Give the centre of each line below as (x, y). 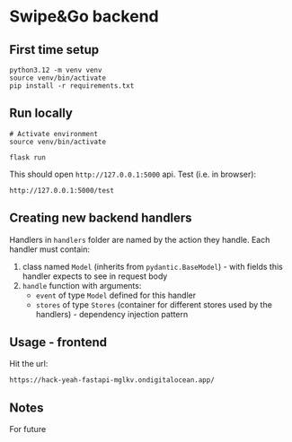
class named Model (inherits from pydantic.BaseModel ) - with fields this (152, 266)
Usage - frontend (58, 342)
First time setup (54, 50)
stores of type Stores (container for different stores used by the (154, 304)
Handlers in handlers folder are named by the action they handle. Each (140, 239)
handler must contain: (50, 249)
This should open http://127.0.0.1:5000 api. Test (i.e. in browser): (133, 174)
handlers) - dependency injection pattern (112, 314)
